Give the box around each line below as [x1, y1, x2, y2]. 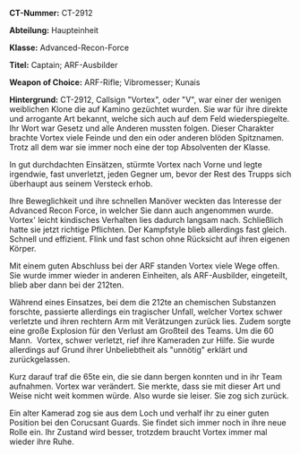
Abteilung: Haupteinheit [9, 25, 99, 35]
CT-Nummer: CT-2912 [9, 8, 93, 18]
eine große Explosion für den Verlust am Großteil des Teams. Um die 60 [9, 326, 275, 336]
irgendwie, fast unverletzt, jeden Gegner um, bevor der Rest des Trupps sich [9, 169, 292, 179]
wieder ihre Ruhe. [9, 436, 74, 447]
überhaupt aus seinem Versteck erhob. [9, 178, 153, 189]
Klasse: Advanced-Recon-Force [9, 42, 130, 53]
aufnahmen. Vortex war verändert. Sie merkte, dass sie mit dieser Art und [9, 381, 281, 391]
